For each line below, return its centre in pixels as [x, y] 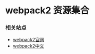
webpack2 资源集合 [47, 10]
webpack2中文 [28, 46]
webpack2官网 [28, 40]
